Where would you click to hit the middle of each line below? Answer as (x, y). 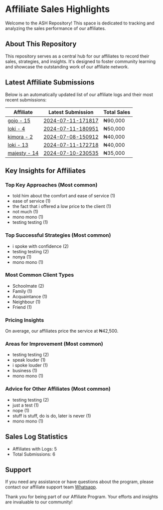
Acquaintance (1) (30, 296)
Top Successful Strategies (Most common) (58, 235)
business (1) (25, 371)
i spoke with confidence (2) (40, 246)
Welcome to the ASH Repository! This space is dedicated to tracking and (80, 23)
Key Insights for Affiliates (45, 171)
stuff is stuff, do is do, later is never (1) (52, 416)
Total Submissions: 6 (34, 454)
